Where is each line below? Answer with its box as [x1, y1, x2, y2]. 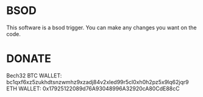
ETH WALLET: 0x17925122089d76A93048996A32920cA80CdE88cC [6, 85, 180, 92]
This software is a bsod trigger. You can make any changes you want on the [6, 24, 197, 31]
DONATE [6, 52, 52, 66]
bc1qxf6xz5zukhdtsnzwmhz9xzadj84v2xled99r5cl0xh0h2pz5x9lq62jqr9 [6, 78, 189, 85]
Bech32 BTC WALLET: [6, 71, 62, 79]
